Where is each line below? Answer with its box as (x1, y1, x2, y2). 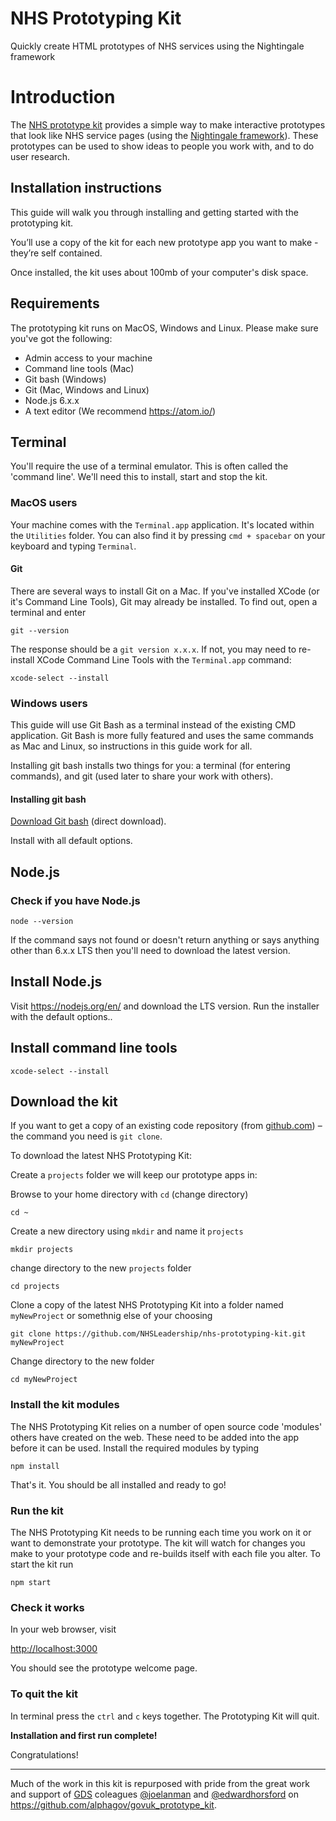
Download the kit (10, 1093, 118, 1111)
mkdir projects (10, 1245, 74, 1255)
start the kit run (10, 1558, 74, 1571)
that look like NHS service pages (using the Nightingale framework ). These (10, 129, 319, 141)
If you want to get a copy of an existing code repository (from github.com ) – (10, 1120, 323, 1132)
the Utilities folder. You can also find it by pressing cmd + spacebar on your (10, 529, 326, 541)
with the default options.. (10, 1010, 113, 1022)
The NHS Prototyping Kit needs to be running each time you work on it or (10, 1527, 312, 1539)
